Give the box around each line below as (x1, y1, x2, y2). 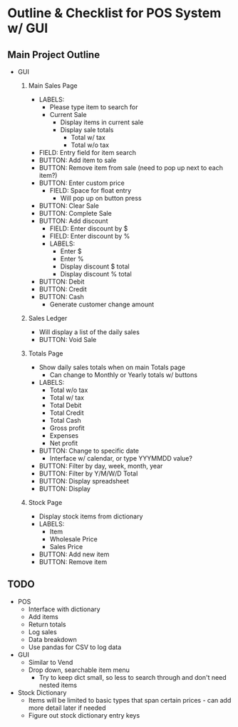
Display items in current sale (60, 118, 144, 126)
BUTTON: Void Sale (38, 336, 97, 344)
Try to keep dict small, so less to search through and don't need (38, 673, 227, 681)
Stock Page (28, 498, 63, 506)
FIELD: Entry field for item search (38, 149, 137, 156)
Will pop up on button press (60, 194, 142, 202)
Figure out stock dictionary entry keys (28, 711, 140, 719)
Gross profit (49, 423, 85, 432)
